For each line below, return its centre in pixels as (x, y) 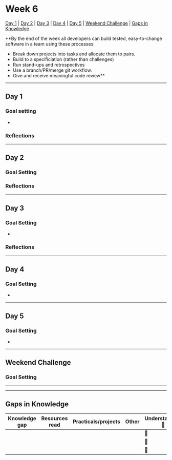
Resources (55, 419)
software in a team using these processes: (50, 44)
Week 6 (22, 9)
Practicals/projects (96, 422)
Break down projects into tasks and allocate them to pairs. (74, 54)
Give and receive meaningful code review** (59, 75)
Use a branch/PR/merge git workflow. (52, 70)
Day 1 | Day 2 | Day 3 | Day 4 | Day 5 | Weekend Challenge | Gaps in (77, 23)
